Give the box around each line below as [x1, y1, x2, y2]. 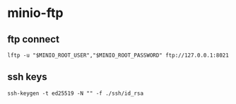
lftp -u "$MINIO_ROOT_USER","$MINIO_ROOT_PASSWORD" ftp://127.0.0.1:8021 [7, 52, 230, 59]
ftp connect [7, 33, 60, 45]
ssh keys [7, 71, 47, 83]
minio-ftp [7, 5, 64, 21]
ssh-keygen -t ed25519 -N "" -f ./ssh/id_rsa [7, 90, 143, 97]
